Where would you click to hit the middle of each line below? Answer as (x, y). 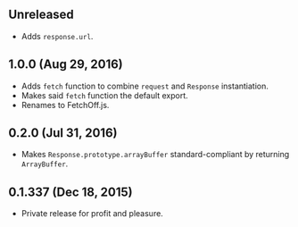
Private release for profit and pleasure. (92, 214)
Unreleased (41, 15)
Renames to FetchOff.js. (65, 105)
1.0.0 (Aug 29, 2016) (66, 65)
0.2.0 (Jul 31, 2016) (63, 133)
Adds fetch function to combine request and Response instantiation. (145, 86)
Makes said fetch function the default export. (104, 95)
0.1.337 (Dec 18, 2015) (70, 192)
